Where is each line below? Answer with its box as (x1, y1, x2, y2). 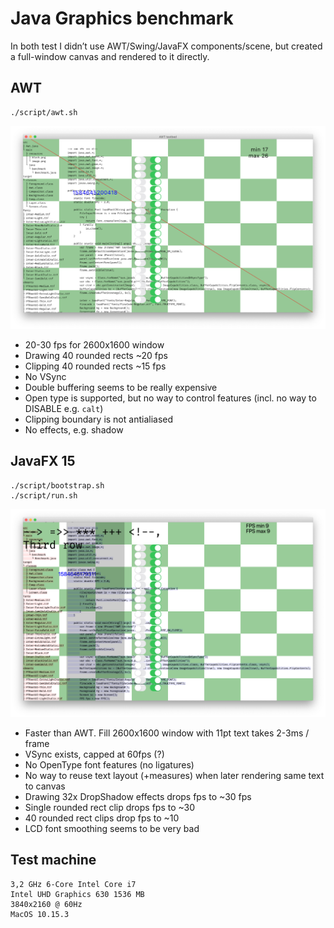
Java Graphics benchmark (10, 7, 234, 30)
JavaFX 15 (10, 453, 76, 470)
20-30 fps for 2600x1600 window (24, 339, 165, 351)
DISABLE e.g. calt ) (24, 403, 104, 415)
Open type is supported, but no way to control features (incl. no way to (24, 392, 317, 404)
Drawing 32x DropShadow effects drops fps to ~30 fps (24, 791, 252, 803)
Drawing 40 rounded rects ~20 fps (24, 350, 168, 362)
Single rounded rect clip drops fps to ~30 (24, 802, 196, 814)
